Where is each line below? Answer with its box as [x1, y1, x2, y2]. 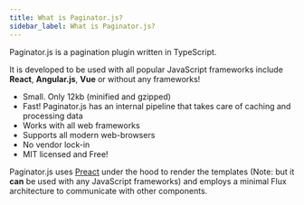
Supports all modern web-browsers [22, 129, 156, 140]
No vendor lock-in [22, 139, 90, 150]
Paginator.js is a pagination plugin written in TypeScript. [9, 46, 217, 57]
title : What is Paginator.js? [9, 13, 124, 23]
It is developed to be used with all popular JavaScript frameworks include [9, 64, 283, 75]
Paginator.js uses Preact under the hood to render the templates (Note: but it [9, 166, 295, 177]
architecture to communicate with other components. [9, 185, 208, 196]
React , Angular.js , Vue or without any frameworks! [9, 73, 201, 84]
